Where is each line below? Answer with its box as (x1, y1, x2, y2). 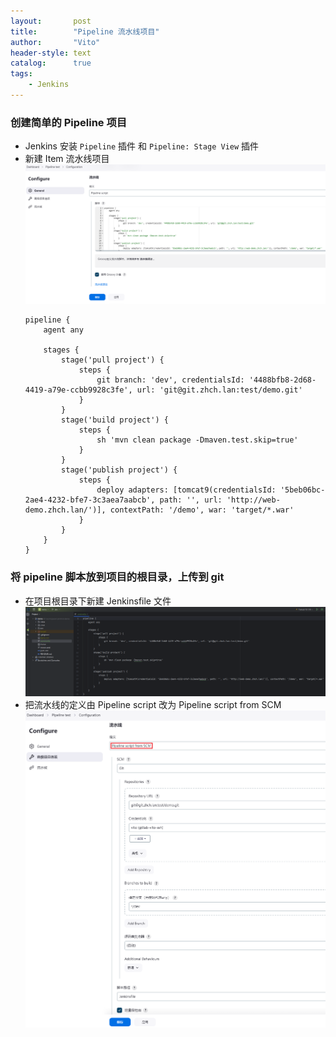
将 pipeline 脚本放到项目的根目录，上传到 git (10, 570, 225, 584)
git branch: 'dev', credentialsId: (96, 375, 245, 385)
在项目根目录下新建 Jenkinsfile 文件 (24, 595, 172, 607)
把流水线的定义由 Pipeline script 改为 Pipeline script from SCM (24, 698, 282, 710)
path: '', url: (159, 495, 223, 505)
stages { (43, 345, 80, 355)
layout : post (10, 16, 92, 26)
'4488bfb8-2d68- (248, 375, 317, 385)
